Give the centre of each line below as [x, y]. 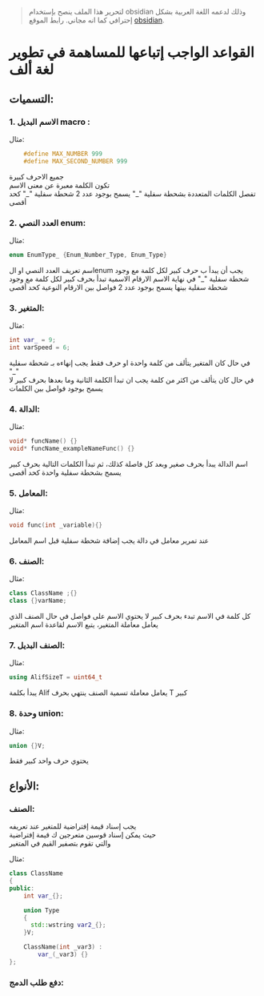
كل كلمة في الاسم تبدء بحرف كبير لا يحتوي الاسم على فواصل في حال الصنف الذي [130, 616]
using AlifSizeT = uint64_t [56, 677]
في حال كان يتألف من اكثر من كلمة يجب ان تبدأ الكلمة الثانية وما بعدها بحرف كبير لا [132, 380]
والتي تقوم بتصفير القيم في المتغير [60, 843]
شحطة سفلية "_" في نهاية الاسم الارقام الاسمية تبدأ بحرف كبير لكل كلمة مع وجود [129, 279]
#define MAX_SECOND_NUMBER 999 [76, 161]
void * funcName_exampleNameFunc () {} [72, 449]
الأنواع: [24, 786]
